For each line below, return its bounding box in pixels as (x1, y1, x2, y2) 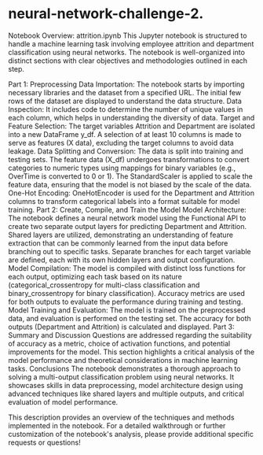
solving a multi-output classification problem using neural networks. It (8, 372, 235, 382)
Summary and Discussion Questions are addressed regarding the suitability (8, 330, 253, 339)
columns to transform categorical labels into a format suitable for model (8, 196, 240, 205)
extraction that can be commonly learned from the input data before (8, 238, 228, 248)
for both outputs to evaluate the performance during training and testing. (8, 297, 243, 306)
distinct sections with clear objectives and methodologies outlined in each (8, 56, 248, 65)
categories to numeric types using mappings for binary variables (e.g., (8, 163, 236, 172)
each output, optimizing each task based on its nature (8, 272, 183, 281)
